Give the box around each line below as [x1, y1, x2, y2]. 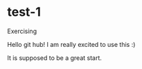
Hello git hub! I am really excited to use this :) [7, 40, 136, 48]
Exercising [7, 27, 37, 35]
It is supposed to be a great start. [7, 53, 103, 62]
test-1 [7, 4, 42, 20]
